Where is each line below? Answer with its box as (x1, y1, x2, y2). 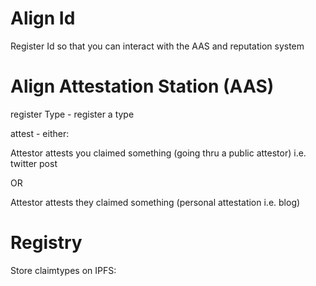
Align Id (10, 7, 76, 30)
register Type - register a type (10, 108, 135, 120)
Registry (10, 232, 83, 254)
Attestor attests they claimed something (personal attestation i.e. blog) (10, 196, 301, 208)
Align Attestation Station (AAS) (10, 75, 275, 98)
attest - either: (10, 127, 70, 139)
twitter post (10, 157, 58, 169)
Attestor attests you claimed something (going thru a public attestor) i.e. (10, 147, 307, 159)
